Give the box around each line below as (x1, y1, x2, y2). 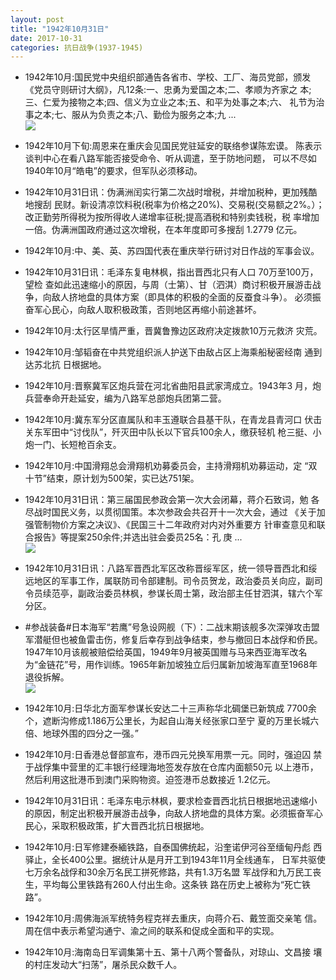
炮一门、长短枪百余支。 (24, 439, 122, 451)
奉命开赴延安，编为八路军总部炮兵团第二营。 (42, 392, 227, 405)
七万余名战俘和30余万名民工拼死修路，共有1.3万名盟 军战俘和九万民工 (24, 866, 313, 878)
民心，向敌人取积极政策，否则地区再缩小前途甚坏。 (51, 304, 262, 316)
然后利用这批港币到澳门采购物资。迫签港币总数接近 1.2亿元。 (24, 774, 276, 786)
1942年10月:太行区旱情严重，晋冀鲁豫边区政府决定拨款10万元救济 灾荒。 (24, 325, 323, 337)
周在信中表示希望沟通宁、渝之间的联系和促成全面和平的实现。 (24, 925, 280, 937)
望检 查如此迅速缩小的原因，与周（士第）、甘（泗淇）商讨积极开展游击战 (24, 279, 322, 291)
